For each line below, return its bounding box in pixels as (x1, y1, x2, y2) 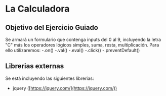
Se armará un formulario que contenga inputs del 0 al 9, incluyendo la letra (5, 36, 161, 42)
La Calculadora (5, 3, 70, 15)
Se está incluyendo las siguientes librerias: (5, 75, 94, 81)
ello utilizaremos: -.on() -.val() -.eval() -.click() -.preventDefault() (5, 47, 140, 53)
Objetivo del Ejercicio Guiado (5, 23, 99, 32)
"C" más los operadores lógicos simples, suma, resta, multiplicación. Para (5, 42, 159, 48)
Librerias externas (5, 62, 64, 71)
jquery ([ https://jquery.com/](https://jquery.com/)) (12, 85, 117, 91)
